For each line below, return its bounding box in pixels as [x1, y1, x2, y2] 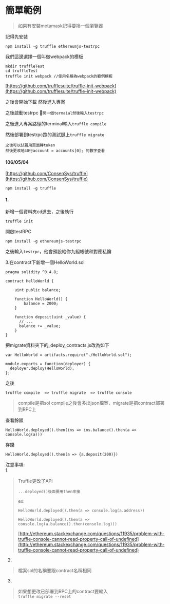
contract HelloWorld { [5, 278, 54, 284]
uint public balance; [14, 288, 61, 293]
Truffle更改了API [17, 478, 53, 484]
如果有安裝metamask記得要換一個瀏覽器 [17, 23, 103, 29]
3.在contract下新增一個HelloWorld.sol [5, 259, 85, 266]
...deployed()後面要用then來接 [17, 489, 81, 495]
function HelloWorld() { [14, 296, 68, 302]
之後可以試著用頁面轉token [5, 142, 55, 148]
